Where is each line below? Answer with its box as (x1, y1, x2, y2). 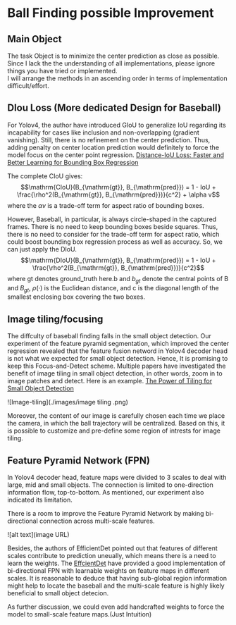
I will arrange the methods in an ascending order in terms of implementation (7, 74, 228, 82)
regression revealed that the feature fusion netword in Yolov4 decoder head (7, 347, 228, 355)
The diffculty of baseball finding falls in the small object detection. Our (7, 332, 211, 340)
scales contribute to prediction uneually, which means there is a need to (7, 552, 216, 560)
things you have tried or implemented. (7, 67, 118, 75)
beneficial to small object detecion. (7, 589, 109, 598)
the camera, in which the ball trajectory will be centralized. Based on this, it (7, 419, 225, 428)
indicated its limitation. (7, 495, 73, 505)
